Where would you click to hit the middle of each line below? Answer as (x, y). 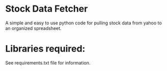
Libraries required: (45, 49)
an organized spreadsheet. (34, 28)
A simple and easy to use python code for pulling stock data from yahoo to (83, 23)
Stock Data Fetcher (47, 9)
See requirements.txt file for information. (48, 63)
